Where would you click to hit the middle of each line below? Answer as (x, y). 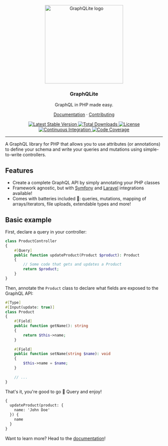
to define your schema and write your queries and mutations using (74, 149)
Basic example (28, 220)
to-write (13, 155)
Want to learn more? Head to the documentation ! (55, 438)
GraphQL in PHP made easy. (84, 105)
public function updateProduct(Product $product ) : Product (77, 255)
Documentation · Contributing (84, 115)
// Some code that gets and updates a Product (72, 264)
